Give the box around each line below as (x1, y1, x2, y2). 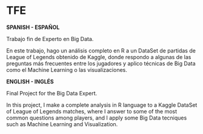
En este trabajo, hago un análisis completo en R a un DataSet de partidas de (6, 46, 196, 54)
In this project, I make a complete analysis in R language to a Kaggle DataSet (6, 101, 198, 109)
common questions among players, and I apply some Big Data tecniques (6, 114, 187, 121)
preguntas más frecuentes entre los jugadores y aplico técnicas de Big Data (6, 60, 196, 67)
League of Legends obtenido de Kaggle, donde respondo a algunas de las (6, 53, 191, 60)
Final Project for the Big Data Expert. (6, 89, 98, 97)
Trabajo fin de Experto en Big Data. (6, 35, 94, 42)
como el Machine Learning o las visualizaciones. (6, 66, 127, 73)
